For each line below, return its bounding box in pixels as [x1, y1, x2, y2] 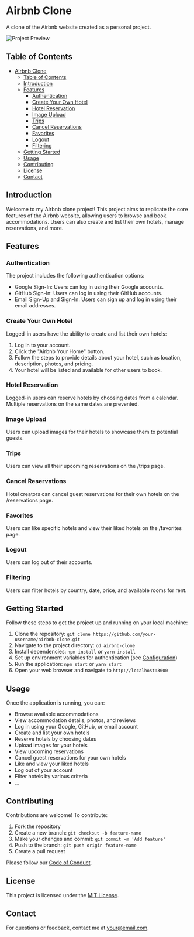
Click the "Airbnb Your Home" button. [14, 347, 105, 355]
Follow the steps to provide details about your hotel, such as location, [14, 354, 182, 361]
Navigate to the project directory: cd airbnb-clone [14, 642, 136, 649]
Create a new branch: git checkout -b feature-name [14, 829, 141, 836]
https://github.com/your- [92, 631, 156, 638]
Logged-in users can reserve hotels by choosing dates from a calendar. [6, 394, 179, 401]
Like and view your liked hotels [14, 760, 89, 768]
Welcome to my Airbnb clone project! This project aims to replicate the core [6, 206, 188, 213]
